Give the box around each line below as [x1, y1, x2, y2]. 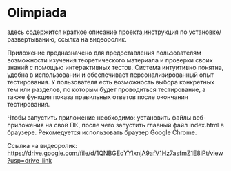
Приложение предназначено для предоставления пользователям [7, 48, 202, 57]
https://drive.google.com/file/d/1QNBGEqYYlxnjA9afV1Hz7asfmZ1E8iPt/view [7, 149, 223, 157]
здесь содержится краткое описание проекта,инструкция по [7, 28, 188, 36]
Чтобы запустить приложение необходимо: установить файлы [7, 113, 192, 122]
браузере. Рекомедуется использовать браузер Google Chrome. [7, 128, 197, 136]
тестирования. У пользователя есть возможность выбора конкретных [7, 78, 215, 86]
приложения [7, 120, 44, 129]
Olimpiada [7, 5, 67, 21]
